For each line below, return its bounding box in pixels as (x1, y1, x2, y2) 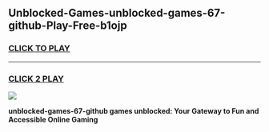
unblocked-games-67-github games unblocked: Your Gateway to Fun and (8, 106, 259, 115)
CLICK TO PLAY (8, 43, 70, 54)
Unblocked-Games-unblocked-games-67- (8, 6, 226, 20)
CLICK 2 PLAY (8, 73, 64, 84)
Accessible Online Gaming (8, 114, 98, 124)
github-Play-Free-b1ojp (8, 19, 127, 33)
